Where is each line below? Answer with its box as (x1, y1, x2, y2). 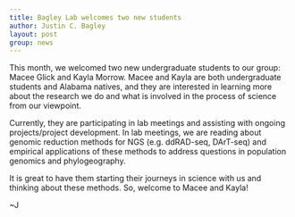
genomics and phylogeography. (9, 155, 127, 166)
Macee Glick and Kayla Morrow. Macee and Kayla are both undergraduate (9, 72, 282, 83)
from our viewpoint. (9, 100, 82, 112)
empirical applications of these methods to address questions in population (9, 146, 287, 157)
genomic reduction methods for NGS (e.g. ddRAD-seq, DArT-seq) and (9, 137, 266, 147)
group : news (9, 38, 54, 47)
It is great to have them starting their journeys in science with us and (9, 173, 262, 184)
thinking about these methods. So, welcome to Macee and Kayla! (9, 182, 249, 193)
